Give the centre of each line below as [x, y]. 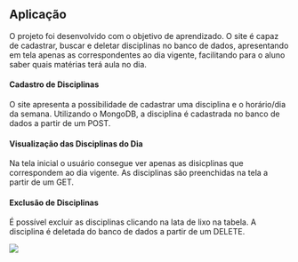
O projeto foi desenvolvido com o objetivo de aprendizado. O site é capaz [144, 36]
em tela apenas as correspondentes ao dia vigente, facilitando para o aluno [147, 55]
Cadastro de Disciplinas [54, 84]
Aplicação [38, 15]
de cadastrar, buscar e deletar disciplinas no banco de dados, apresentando [149, 45]
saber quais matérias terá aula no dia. [78, 64]
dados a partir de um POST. [60, 123]
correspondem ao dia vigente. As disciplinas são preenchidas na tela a [139, 173]
